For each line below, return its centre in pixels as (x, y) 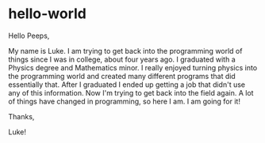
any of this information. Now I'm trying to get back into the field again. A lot (131, 92)
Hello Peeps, (29, 36)
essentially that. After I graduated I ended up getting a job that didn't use (127, 85)
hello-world (48, 14)
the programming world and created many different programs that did (122, 76)
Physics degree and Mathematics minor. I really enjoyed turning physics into (133, 67)
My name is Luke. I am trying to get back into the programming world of (125, 51)
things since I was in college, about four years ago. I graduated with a (122, 59)
